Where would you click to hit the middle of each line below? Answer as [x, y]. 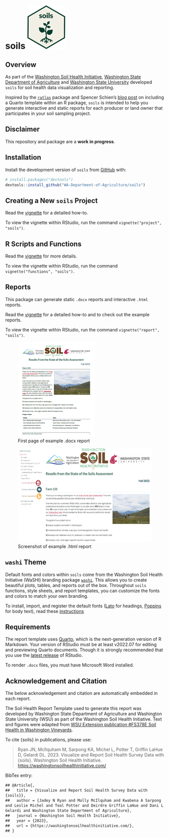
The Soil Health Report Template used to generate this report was [73, 708]
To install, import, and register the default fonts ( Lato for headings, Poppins [83, 606]
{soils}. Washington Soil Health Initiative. [60, 760]
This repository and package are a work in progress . [60, 141]
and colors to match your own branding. [47, 596]
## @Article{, [20, 785]
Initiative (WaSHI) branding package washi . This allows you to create [76, 580]
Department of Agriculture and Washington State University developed [79, 82]
